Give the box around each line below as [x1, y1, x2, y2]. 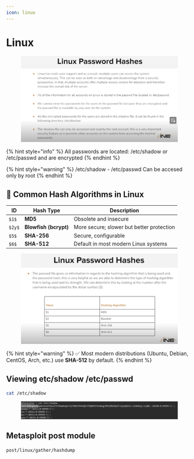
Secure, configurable [73, 232, 125, 239]
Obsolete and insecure [73, 215, 129, 222]
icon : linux [6, 9, 35, 15]
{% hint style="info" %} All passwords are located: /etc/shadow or [6, 148, 168, 155]
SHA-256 [24, 232, 49, 239]
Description [109, 206, 140, 213]
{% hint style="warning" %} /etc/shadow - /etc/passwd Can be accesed [6, 166, 183, 173]
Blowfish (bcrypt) [24, 224, 69, 231]
